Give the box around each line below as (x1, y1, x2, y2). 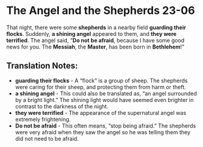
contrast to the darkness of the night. (15, 103, 109, 110)
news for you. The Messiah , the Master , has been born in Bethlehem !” (6, 43, 185, 50)
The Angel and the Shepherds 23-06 (6, 4, 196, 18)
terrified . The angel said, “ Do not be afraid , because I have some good (6, 36, 185, 44)
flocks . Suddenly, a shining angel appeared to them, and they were (6, 30, 177, 37)
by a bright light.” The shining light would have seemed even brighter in (15, 96, 194, 103)
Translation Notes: (6, 61, 78, 71)
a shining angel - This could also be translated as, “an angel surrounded (15, 89, 198, 97)
